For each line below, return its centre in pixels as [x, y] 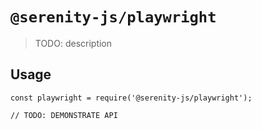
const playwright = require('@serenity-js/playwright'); [131, 98]
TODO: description [73, 43]
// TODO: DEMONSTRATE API [64, 115]
